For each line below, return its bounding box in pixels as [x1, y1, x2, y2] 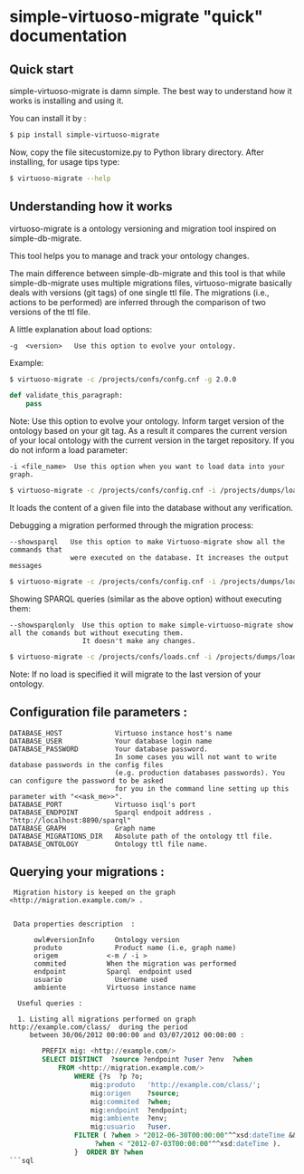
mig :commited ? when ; [90, 1097, 172, 1106]
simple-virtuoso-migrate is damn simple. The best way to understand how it [9, 86, 292, 96]
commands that [9, 545, 63, 554]
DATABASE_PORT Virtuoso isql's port [9, 800, 196, 809]
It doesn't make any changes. [81, 636, 196, 645]
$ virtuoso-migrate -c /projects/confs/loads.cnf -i [9, 652, 213, 661]
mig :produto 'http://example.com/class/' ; [90, 1080, 261, 1089]
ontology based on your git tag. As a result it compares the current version [9, 426, 288, 437]
